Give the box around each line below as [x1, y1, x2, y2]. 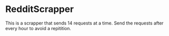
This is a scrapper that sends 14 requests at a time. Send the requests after [5, 20, 164, 26]
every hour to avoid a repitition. [5, 25, 72, 31]
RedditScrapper [5, 3, 74, 15]
